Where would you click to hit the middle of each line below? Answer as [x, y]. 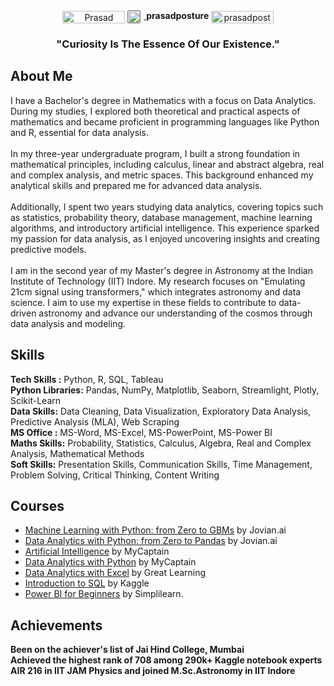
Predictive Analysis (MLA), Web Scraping [95, 421]
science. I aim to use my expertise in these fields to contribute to [143, 302]
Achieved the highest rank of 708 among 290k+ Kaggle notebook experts [166, 660]
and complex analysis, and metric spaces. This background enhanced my [162, 175]
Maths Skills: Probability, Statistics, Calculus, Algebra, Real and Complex [161, 443]
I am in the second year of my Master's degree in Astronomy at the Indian [161, 270]
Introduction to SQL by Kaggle [87, 583]
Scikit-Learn [36, 400]
